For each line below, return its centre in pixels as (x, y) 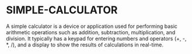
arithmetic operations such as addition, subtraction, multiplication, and (91, 32)
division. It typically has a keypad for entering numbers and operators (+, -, (96, 38)
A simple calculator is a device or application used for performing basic (92, 26)
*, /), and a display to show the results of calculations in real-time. (85, 45)
